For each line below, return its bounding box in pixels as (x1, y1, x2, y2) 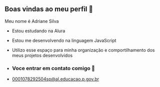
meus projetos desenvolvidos (11, 52, 73, 58)
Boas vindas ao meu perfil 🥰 (4, 5, 93, 13)
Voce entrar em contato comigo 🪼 (11, 65, 95, 72)
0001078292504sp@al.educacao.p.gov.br (11, 76, 99, 82)
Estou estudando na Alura (11, 28, 65, 34)
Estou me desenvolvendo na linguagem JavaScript (11, 37, 116, 43)
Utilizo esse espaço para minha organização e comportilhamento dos (11, 47, 155, 53)
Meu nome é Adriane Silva (4, 18, 59, 24)
